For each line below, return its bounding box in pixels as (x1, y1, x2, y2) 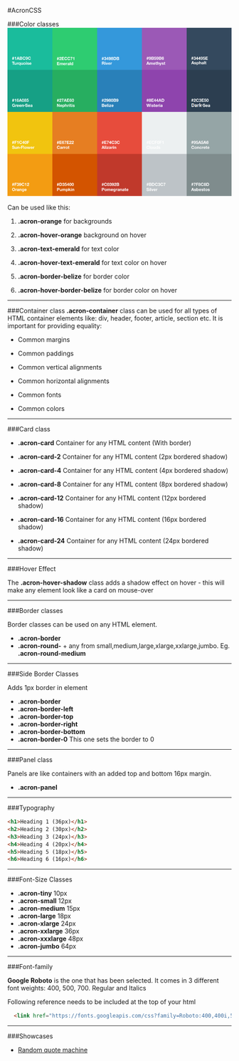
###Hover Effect (7, 565, 56, 573)
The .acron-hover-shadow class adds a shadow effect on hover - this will (7, 578, 225, 587)
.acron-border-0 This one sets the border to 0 (17, 735, 154, 743)
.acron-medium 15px (17, 904, 80, 913)
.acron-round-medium (17, 649, 87, 657)
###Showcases (7, 1032, 53, 1040)
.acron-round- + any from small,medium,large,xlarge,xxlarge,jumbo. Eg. (17, 642, 230, 650)
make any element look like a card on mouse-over (7, 586, 154, 594)
